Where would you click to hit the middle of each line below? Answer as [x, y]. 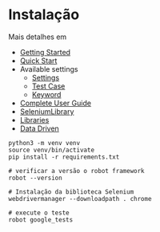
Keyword [46, 94]
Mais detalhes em [38, 37]
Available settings [49, 69]
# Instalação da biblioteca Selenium [71, 192]
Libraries [34, 120]
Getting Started [45, 52]
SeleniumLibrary [47, 111]
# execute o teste [39, 213]
